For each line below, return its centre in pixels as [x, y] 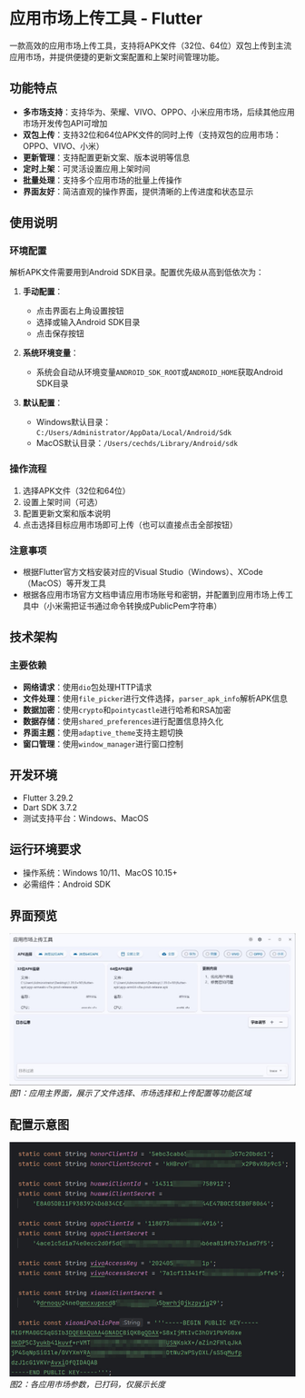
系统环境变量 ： [50, 353]
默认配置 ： [43, 403]
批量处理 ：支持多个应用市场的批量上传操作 [102, 180]
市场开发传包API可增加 [65, 123]
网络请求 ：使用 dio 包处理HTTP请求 [87, 687]
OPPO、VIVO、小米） [63, 145]
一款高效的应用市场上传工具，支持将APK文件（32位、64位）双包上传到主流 [151, 45]
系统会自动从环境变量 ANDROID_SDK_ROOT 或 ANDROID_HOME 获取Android [159, 372]
